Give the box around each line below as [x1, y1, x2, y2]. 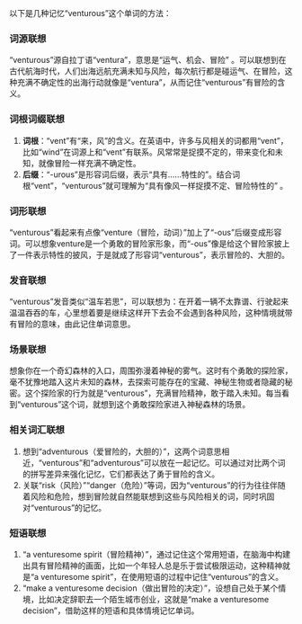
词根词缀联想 [9, 113, 66, 126]
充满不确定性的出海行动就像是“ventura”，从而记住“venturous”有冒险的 [16, 77, 278, 88]
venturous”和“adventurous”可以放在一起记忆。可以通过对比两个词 [41, 457, 286, 468]
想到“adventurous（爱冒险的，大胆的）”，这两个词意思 [22, 446, 222, 457]
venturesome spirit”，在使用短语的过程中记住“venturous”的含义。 [40, 572, 284, 583]
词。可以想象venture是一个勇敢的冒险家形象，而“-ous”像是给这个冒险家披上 [9, 237, 290, 249]
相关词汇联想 [9, 423, 66, 436]
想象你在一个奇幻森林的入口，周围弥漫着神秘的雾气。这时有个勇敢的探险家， [9, 365, 293, 376]
